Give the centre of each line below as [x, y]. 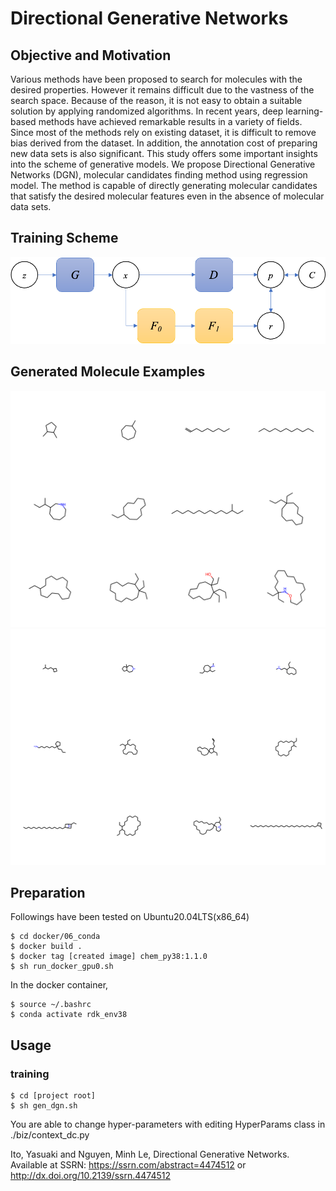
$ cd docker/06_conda [55, 937]
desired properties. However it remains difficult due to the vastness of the [162, 90]
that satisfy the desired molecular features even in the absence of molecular [167, 196]
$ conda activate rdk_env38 [69, 1015]
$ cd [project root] [53, 1096]
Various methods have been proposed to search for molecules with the [156, 79]
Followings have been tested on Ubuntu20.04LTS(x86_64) [130, 917]
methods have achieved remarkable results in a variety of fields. [170, 121]
